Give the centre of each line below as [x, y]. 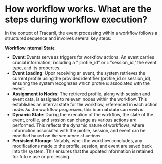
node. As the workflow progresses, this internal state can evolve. [78, 109]
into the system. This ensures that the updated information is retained [82, 151]
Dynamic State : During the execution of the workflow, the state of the [83, 114]
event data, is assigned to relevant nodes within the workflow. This [80, 99]
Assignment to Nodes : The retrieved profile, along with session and [81, 94]
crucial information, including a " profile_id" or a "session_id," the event [84, 62]
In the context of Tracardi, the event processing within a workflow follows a [81, 33]
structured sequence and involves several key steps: [58, 38]
